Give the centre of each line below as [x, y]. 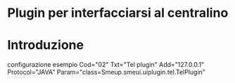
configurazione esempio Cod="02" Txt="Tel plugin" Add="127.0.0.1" [106, 65]
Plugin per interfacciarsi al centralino [118, 13]
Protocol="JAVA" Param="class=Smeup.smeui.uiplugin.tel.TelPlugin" [107, 72]
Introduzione [46, 45]
